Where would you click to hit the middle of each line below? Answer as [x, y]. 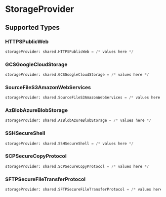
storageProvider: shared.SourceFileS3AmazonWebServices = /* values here [83, 98]
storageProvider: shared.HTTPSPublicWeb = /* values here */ [69, 51]
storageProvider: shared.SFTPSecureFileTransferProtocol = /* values [78, 189]
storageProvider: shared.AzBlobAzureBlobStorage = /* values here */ [78, 121]
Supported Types [33, 27]
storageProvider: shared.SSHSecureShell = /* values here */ [69, 144]
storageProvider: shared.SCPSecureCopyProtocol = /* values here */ [77, 166]
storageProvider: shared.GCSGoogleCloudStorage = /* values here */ [77, 75]
